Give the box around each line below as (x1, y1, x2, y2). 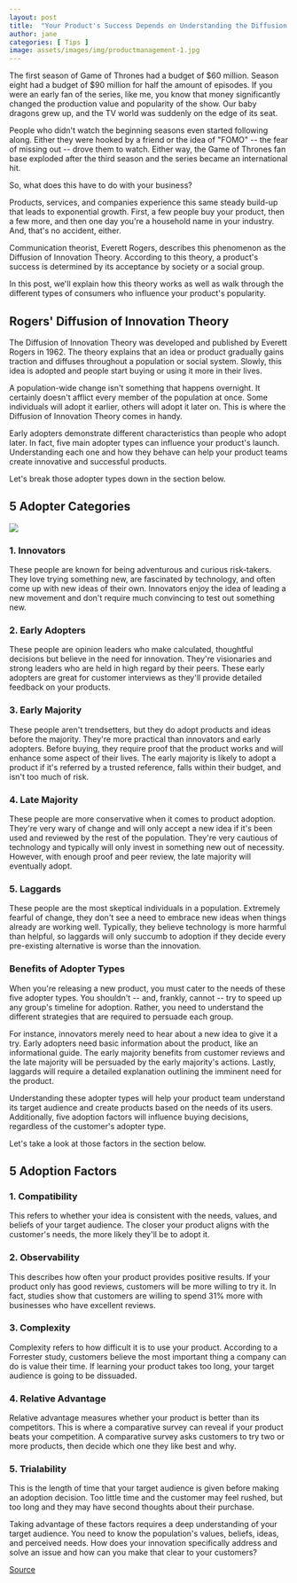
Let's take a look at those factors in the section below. (9, 1138, 207, 1149)
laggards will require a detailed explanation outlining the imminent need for (9, 1065, 282, 1077)
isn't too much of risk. (9, 771, 90, 782)
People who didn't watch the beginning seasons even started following (9, 125, 269, 136)
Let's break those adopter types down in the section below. (9, 473, 226, 484)
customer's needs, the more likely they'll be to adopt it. (9, 1229, 210, 1240)
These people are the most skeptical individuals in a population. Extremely (9, 903, 281, 914)
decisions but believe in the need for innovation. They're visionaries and (9, 653, 272, 665)
